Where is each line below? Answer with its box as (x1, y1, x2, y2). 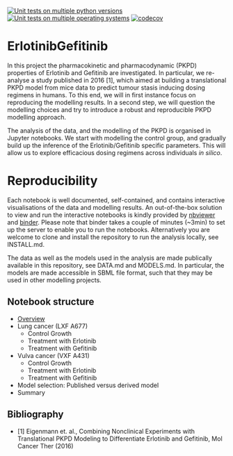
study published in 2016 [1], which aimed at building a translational (35, 76, 227, 84)
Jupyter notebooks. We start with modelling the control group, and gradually (7, 133, 226, 142)
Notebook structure (7, 296, 95, 308)
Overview (17, 314, 45, 323)
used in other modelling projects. (7, 275, 102, 284)
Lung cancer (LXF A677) (17, 322, 88, 330)
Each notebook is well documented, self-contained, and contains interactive (7, 195, 225, 204)
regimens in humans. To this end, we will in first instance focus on (7, 90, 196, 99)
